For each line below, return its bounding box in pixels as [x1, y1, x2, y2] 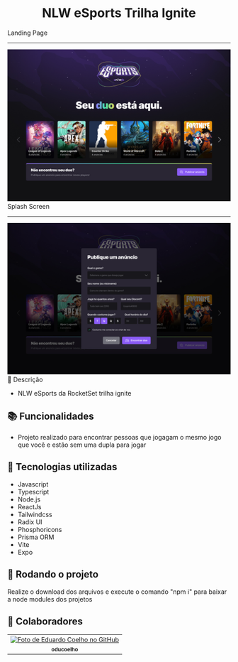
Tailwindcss [17, 510, 52, 519]
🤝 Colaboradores [7, 615, 84, 627]
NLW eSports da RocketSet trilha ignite [17, 389, 132, 398]
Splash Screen [7, 202, 50, 210]
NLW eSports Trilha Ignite [42, 5, 196, 21]
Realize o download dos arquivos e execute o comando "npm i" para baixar [7, 587, 227, 596]
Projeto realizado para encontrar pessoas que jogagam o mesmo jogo [17, 433, 222, 441]
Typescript [17, 487, 50, 496]
